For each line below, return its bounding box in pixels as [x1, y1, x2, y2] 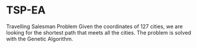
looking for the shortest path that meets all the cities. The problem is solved [6, 29, 192, 36]
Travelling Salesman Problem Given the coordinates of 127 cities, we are [6, 23, 183, 30]
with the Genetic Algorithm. [6, 35, 73, 42]
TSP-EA [6, 4, 46, 17]
